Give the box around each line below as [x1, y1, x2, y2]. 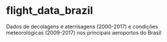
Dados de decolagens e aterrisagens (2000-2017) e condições [6, 23, 158, 30]
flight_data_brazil [6, 4, 93, 17]
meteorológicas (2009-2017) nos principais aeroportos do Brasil [6, 29, 162, 36]
